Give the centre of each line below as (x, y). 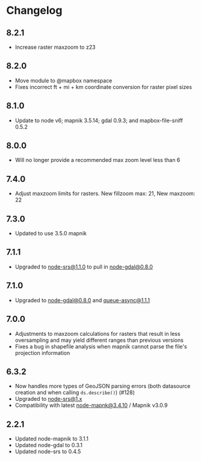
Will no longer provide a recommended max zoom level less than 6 (97, 160)
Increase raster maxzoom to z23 (55, 47)
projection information (42, 353)
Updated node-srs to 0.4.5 (48, 451)
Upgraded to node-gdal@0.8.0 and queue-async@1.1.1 (82, 300)
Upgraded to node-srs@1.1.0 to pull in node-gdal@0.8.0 (84, 267)
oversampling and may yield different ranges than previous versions (99, 340)
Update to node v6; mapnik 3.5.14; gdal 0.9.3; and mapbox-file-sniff (99, 120)
